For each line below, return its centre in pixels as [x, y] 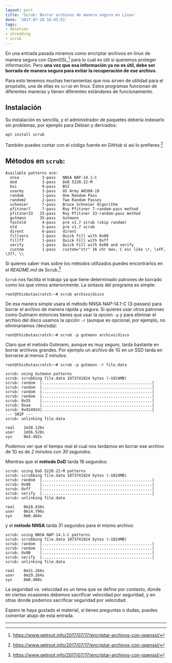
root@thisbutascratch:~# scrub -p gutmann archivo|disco [67, 335]
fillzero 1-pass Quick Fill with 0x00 [59, 236]
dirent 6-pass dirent [43, 231]
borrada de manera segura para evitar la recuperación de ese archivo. [81, 70]
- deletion [17, 29]
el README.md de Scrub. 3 [33, 269]
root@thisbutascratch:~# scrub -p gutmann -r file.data [66, 365]
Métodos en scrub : [35, 161]
